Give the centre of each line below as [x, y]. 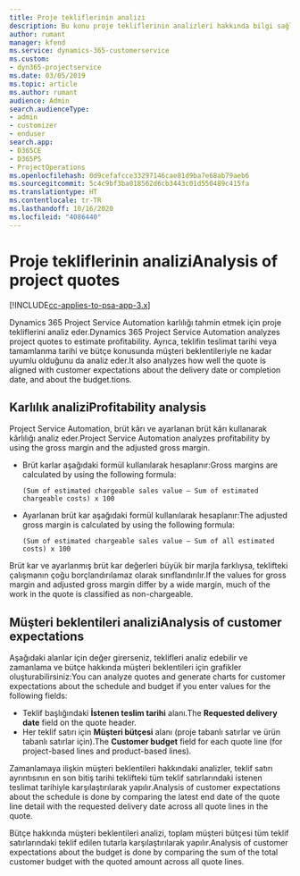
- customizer [33, 126]
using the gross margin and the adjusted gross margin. [110, 448]
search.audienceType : [50, 109]
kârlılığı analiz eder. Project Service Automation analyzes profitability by [140, 438]
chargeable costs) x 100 [68, 499]
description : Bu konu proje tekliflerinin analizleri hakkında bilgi [142, 26]
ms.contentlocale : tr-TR [55, 201]
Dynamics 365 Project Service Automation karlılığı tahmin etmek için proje [146, 322]
